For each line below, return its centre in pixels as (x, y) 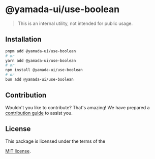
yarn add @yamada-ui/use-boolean (41, 60)
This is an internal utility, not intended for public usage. (75, 23)
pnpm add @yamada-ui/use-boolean (41, 51)
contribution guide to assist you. (39, 113)
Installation (23, 39)
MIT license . (18, 151)
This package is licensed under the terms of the (55, 141)
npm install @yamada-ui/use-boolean (44, 70)
